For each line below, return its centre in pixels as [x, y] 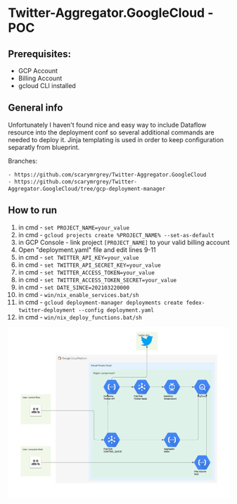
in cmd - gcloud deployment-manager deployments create [101, 302]
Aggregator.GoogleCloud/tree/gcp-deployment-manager [87, 189]
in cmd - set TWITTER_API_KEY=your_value [78, 257]
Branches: [23, 160]
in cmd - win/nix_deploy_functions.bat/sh [80, 317]
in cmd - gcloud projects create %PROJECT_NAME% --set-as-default [116, 234]
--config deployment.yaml [116, 310]
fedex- [196, 303]
